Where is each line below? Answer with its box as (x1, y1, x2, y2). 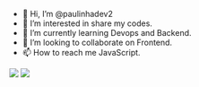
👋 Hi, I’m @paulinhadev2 (22, 9, 114, 19)
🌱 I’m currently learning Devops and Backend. (22, 28, 192, 38)
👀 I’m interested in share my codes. (22, 18, 152, 29)
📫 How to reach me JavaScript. (22, 48, 141, 57)
